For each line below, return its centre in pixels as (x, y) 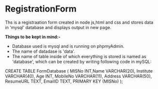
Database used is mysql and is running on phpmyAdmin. (68, 46)
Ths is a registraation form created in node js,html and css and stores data (79, 22)
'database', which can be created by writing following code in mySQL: (82, 61)
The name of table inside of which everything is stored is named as (79, 56)
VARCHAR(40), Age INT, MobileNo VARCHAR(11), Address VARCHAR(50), (79, 76)
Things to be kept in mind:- (33, 37)
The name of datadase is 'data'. (43, 51)
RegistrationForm (41, 9)
